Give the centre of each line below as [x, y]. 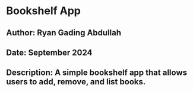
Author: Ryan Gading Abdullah [64, 33]
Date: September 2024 [49, 52]
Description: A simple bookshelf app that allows [96, 73]
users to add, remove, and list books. [76, 82]
